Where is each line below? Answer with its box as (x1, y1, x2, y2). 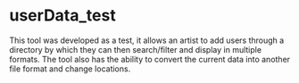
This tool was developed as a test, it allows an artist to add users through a (9, 35, 285, 46)
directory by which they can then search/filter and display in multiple (9, 44, 262, 54)
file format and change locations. (9, 63, 131, 74)
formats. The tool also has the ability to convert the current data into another (9, 54, 291, 64)
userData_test (9, 5, 116, 26)
